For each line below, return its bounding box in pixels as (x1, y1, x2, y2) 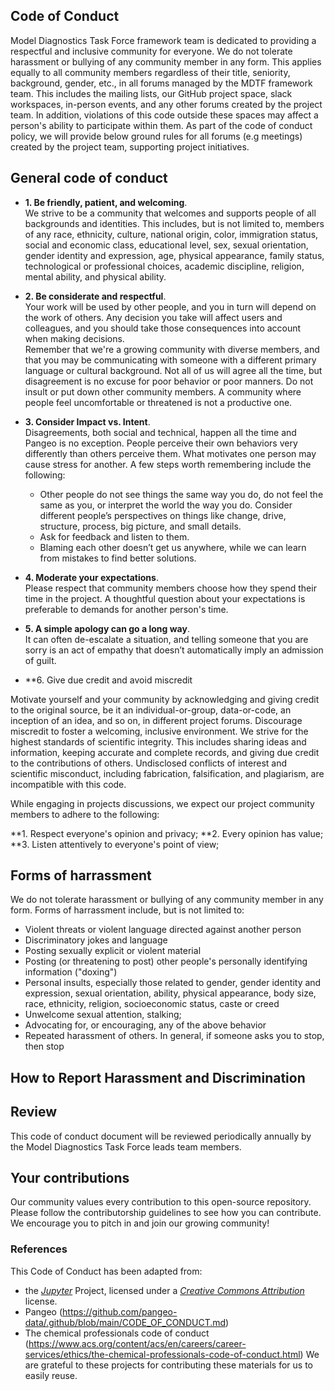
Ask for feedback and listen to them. (39, 530, 190, 543)
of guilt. (24, 654, 57, 666)
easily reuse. (24, 1369, 78, 1381)
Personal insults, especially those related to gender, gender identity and (24, 977, 322, 989)
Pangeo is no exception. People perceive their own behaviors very (24, 437, 298, 449)
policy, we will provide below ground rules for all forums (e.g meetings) (10, 130, 303, 142)
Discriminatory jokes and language (24, 934, 168, 946)
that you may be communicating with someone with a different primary (24, 354, 317, 366)
